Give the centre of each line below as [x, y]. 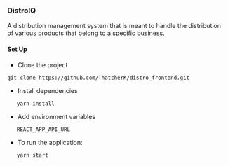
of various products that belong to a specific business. [86, 33]
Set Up [18, 49]
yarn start [33, 155]
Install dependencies [48, 90]
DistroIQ [22, 11]
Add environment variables [56, 116]
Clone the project [42, 64]
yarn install [35, 104]
